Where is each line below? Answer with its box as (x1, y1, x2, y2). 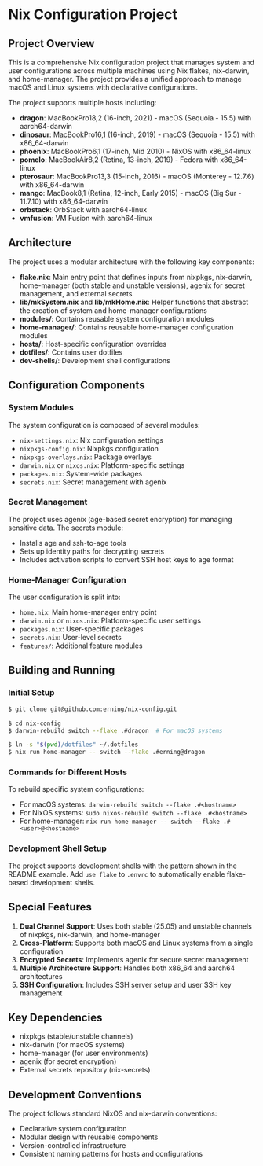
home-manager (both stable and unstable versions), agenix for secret (19, 281, 246, 290)
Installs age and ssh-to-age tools (19, 538, 127, 547)
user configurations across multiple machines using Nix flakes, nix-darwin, (8, 66, 250, 75)
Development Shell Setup (8, 843, 108, 854)
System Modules (8, 403, 75, 414)
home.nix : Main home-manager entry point (19, 608, 157, 617)
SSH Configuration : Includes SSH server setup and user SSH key (19, 980, 232, 989)
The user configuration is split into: (8, 592, 121, 602)
